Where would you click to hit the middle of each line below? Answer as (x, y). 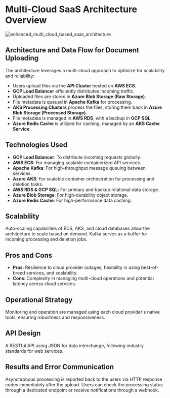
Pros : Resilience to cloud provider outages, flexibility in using (76, 267)
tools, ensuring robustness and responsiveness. (55, 317)
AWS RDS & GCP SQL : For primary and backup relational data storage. (86, 190)
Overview (26, 20)
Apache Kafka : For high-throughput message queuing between (79, 168)
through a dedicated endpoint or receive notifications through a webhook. (82, 390)
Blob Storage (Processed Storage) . (50, 112)
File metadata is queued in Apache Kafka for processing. (72, 102)
